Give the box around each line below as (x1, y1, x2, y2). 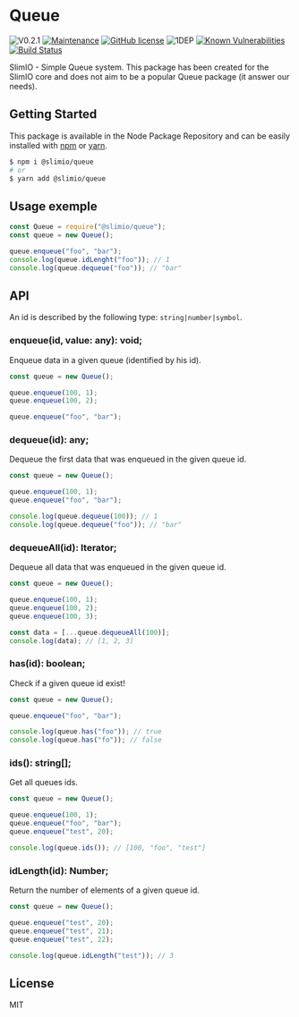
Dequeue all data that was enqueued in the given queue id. (9, 562, 226, 572)
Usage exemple (9, 199, 98, 214)
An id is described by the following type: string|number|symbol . (9, 312, 243, 323)
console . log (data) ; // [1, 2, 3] (9, 636, 134, 645)
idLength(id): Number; (9, 864, 109, 877)
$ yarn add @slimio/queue (9, 174, 106, 183)
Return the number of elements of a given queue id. (9, 885, 200, 895)
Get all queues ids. (9, 777, 78, 788)
